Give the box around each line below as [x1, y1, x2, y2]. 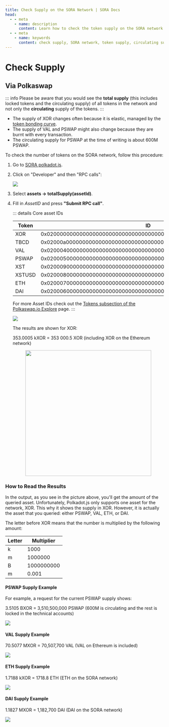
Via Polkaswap [5, 81, 53, 90]
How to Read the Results [5, 483, 66, 490]
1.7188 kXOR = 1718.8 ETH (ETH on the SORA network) [5, 675, 118, 681]
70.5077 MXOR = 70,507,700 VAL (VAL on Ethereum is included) [5, 643, 138, 649]
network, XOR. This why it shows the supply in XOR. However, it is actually [5, 505, 159, 511]
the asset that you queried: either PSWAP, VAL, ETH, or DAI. [5, 510, 129, 516]
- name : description [14, 21, 57, 27]
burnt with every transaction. [12, 131, 73, 137]
